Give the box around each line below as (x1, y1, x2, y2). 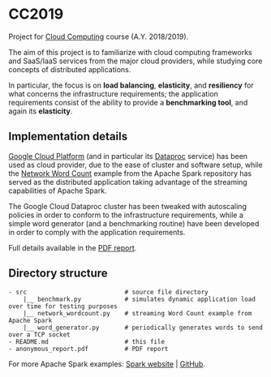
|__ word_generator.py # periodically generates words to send (23, 323, 264, 332)
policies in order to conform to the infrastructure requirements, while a (8, 210, 243, 220)
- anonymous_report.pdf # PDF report (8, 345, 169, 353)
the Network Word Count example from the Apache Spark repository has (8, 168, 252, 178)
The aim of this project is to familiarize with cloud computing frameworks (8, 47, 253, 57)
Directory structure (8, 267, 108, 281)
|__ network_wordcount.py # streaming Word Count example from (23, 309, 252, 317)
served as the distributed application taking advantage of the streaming (8, 177, 247, 186)
